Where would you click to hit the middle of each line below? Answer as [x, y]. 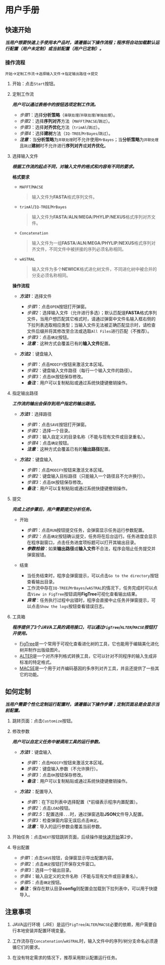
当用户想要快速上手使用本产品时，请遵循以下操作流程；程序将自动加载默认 [80, 43]
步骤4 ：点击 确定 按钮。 [49, 443]
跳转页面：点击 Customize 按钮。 [44, 721]
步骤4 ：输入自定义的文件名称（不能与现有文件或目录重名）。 [80, 876]
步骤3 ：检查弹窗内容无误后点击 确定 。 [64, 821]
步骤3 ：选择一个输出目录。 [47, 870]
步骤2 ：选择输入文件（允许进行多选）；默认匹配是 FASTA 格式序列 [92, 313]
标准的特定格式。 [37, 662]
